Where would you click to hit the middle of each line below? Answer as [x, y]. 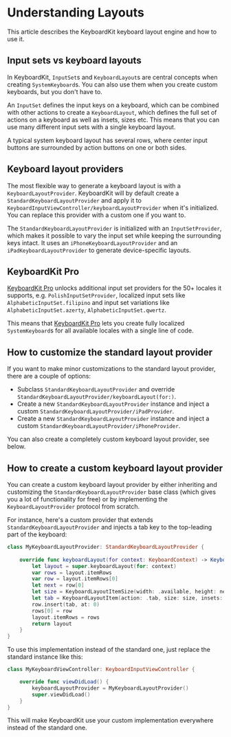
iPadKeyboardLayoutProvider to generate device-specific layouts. [99, 250]
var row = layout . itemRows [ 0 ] [75, 579]
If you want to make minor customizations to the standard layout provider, [111, 369]
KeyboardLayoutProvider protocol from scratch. [74, 507]
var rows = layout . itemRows [72, 572]
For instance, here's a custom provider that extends [80, 520]
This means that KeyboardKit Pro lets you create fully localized [96, 324]
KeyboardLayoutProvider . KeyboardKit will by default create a [93, 193]
